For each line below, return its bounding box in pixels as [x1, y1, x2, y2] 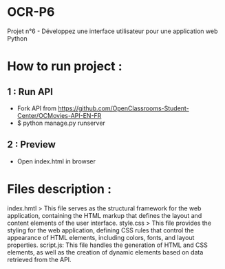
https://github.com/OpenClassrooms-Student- [58, 104, 189, 112]
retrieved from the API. [7, 255, 72, 263]
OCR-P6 [7, 4, 55, 20]
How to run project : [7, 59, 122, 74]
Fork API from [17, 104, 57, 112]
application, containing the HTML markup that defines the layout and [7, 211, 202, 219]
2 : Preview [7, 139, 56, 150]
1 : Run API [7, 86, 54, 97]
